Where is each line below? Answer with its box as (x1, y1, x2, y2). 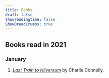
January (5, 55, 26, 62)
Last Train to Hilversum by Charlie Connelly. (12, 67, 104, 73)
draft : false (5, 12, 33, 17)
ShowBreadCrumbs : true (5, 21, 53, 27)
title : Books (5, 7, 33, 13)
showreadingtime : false (5, 17, 56, 22)
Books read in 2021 (5, 40, 67, 49)
